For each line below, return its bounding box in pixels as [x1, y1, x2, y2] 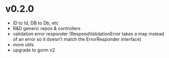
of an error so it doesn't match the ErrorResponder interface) [12, 36, 142, 42]
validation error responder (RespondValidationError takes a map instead [12, 31, 164, 37]
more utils [12, 41, 34, 47]
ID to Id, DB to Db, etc [12, 20, 59, 26]
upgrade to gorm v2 [12, 47, 55, 53]
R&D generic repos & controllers [12, 25, 81, 31]
